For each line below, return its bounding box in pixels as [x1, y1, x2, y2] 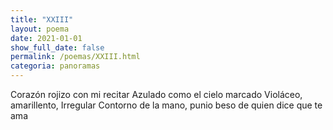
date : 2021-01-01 [10, 33, 83, 43]
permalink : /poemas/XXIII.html [10, 52, 141, 62]
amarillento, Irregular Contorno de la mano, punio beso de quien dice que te [10, 99, 323, 111]
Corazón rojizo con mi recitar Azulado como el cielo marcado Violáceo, [10, 89, 303, 100]
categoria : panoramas [10, 61, 101, 71]
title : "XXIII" [10, 14, 74, 25]
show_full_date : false [10, 42, 105, 53]
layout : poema [10, 24, 70, 34]
